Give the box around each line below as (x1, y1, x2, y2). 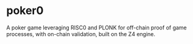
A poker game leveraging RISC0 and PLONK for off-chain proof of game (6, 24, 187, 31)
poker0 (6, 4, 44, 18)
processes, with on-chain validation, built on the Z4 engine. (6, 30, 156, 37)
